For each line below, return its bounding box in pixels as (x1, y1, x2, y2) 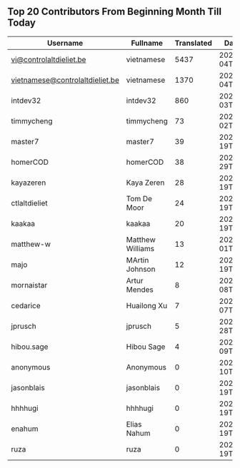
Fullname (131, 38, 163, 48)
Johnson (126, 264, 156, 274)
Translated (174, 38, 213, 48)
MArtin (126, 255, 149, 265)
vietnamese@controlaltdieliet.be (11, 75, 119, 85)
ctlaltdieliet (11, 198, 48, 208)
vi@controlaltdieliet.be (11, 54, 86, 64)
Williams (126, 243, 155, 253)
